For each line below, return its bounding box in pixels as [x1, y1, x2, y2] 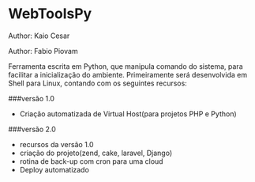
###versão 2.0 [8, 124, 57, 134]
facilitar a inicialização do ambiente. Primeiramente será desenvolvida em [8, 70, 247, 79]
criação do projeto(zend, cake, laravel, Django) [19, 148, 173, 157]
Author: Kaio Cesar [8, 31, 70, 40]
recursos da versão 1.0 [19, 139, 94, 149]
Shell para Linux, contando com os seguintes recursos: [8, 78, 187, 88]
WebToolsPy [8, 5, 92, 23]
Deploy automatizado [19, 165, 89, 174]
